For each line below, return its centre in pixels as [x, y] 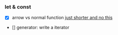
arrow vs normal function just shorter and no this [62, 18]
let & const [18, 7]
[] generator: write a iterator [40, 28]
